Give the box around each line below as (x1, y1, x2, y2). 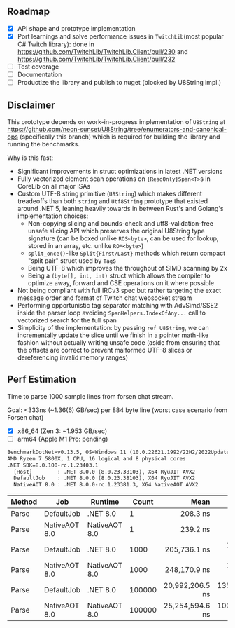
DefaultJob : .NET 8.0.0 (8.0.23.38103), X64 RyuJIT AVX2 (13, 475, 196, 482)
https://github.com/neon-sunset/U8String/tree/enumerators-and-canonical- (7, 125, 227, 133)
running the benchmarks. (7, 139, 80, 148)
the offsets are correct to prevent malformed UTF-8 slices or (17, 346, 192, 354)
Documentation (17, 70, 62, 78)
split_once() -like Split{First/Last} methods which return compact (27, 249, 226, 257)
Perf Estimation (7, 374, 76, 385)
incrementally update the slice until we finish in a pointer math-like (17, 331, 209, 339)
